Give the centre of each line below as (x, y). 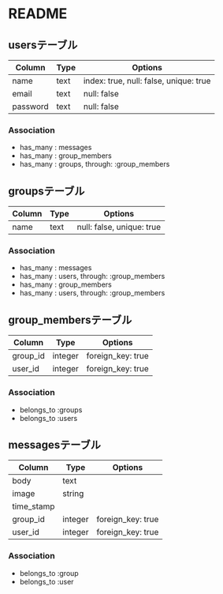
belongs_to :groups (51, 410)
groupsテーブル (46, 191)
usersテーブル (43, 45)
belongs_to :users (48, 418)
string (73, 494)
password (30, 106)
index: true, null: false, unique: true (147, 81)
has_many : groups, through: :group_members (95, 164)
